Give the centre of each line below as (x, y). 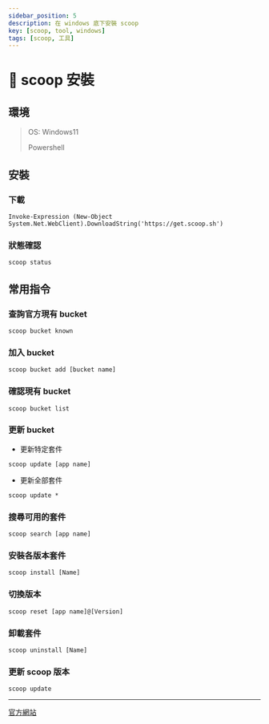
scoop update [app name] (50, 464)
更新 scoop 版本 (39, 672)
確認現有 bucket (40, 391)
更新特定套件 (41, 449)
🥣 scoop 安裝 (51, 80)
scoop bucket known (41, 331)
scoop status (30, 263)
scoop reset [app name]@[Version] (66, 611)
